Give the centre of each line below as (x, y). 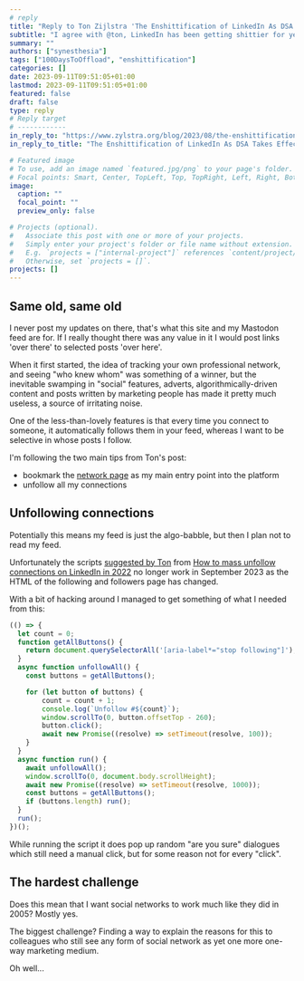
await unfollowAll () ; (66, 768)
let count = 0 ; (46, 634)
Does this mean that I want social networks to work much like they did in (144, 904)
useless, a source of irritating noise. (76, 403)
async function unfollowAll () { (79, 668)
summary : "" (32, 43)
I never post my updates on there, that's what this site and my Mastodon (144, 328)
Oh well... (27, 968)
